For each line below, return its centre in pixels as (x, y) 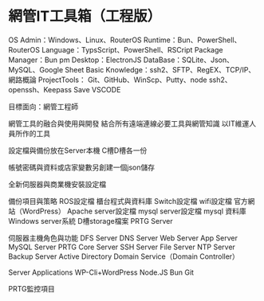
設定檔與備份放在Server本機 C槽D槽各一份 (78, 150)
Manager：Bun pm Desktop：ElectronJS (75, 60)
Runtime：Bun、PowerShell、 (192, 40)
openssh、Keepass (40, 89)
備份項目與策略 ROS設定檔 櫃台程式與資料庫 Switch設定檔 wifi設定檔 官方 (128, 201)
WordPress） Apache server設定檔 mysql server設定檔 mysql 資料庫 (134, 211)
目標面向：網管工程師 (43, 106)
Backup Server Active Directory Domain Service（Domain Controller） (124, 256)
